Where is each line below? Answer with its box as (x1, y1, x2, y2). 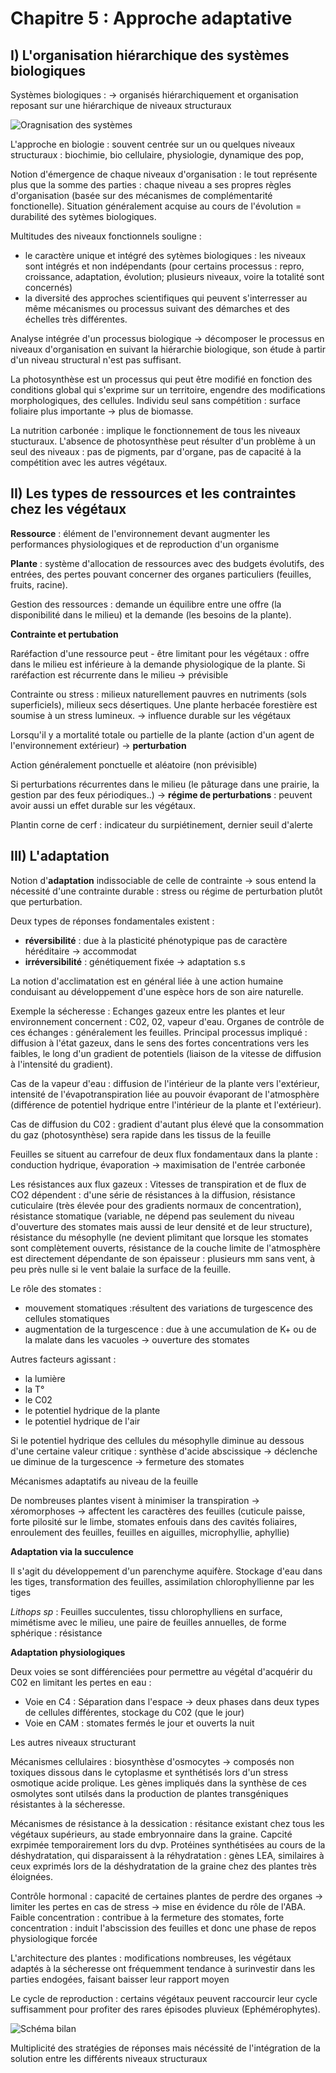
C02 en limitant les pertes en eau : (10, 1676, 152, 1688)
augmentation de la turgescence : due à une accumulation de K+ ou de (24, 1323, 317, 1335)
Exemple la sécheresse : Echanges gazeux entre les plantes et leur (10, 1005, 286, 1017)
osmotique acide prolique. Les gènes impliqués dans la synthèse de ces (10, 1777, 307, 1789)
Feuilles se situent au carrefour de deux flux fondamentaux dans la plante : (10, 1148, 318, 1160)
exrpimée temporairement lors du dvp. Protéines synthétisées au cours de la (10, 1838, 326, 1851)
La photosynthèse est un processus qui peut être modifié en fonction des (10, 373, 313, 385)
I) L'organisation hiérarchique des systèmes (10, 47, 290, 64)
